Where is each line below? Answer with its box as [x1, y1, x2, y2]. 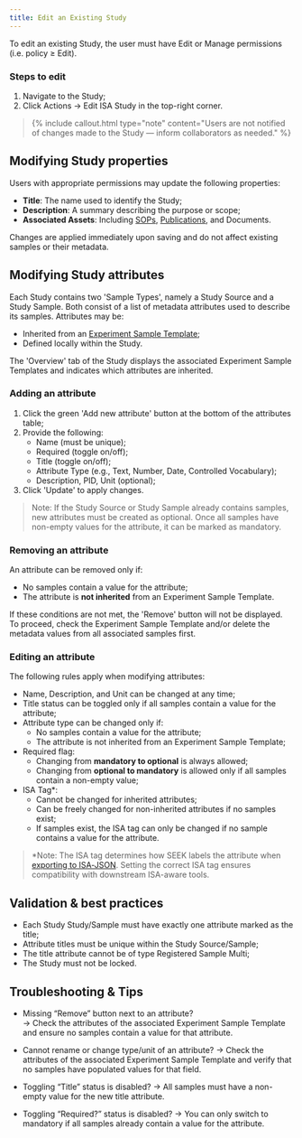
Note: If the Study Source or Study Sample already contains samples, [31, 502, 289, 513]
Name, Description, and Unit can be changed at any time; [22, 688, 236, 700]
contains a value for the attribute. [35, 833, 160, 844]
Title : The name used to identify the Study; [22, 195, 183, 206]
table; [22, 417, 44, 428]
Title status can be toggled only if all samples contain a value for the [22, 698, 277, 709]
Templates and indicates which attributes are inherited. [9, 365, 214, 376]
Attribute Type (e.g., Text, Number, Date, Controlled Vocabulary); [35, 465, 278, 476]
